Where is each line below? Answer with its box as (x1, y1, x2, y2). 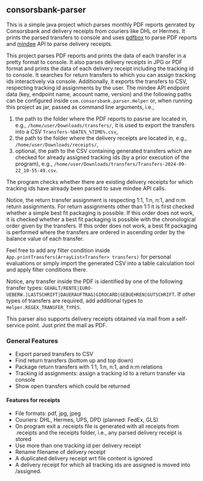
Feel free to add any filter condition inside (6, 246, 110, 254)
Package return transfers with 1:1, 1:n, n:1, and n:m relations (15, 363, 163, 371)
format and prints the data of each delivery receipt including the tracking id (6, 65, 194, 72)
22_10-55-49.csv (15, 168, 56, 174)
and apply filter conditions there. (6, 266, 88, 273)
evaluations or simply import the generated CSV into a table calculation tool (6, 260, 195, 267)
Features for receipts (6, 396, 61, 404)
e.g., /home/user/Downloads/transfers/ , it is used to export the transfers (15, 121, 195, 129)
